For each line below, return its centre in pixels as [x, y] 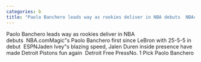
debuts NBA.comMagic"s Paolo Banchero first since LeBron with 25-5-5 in [99, 40]
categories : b [24, 12]
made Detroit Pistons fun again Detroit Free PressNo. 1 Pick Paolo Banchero [100, 53]
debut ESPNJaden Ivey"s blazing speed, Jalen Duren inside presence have [99, 46]
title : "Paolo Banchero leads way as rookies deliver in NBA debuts [93, 17]
